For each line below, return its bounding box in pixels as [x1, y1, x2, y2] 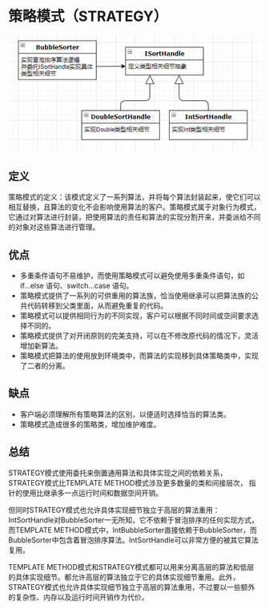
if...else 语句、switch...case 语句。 [19, 281, 134, 291]
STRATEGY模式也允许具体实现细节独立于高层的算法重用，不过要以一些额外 [8, 582, 255, 591]
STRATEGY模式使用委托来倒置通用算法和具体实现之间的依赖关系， [8, 468, 227, 478]
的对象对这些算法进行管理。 [8, 222, 100, 232]
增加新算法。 [19, 341, 62, 351]
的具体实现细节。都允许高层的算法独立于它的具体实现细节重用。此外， [8, 572, 240, 582]
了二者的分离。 [19, 361, 70, 371]
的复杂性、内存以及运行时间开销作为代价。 [8, 592, 149, 602]
